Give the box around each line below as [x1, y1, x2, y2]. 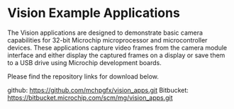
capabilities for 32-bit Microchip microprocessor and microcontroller [7, 35, 208, 44]
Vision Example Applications [7, 5, 181, 21]
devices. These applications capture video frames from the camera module [7, 43, 228, 52]
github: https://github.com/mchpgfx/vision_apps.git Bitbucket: [7, 86, 189, 94]
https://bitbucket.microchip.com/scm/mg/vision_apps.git [7, 93, 173, 102]
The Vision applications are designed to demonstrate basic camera [7, 28, 204, 37]
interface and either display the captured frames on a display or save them [7, 51, 225, 59]
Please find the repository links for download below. [7, 72, 160, 81]
